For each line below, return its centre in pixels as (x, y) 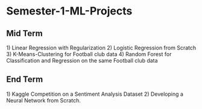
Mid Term (25, 33)
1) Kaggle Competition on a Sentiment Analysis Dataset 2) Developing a (95, 94)
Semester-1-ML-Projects (69, 11)
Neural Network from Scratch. (44, 100)
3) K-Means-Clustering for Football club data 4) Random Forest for (89, 54)
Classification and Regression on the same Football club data (82, 61)
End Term (25, 79)
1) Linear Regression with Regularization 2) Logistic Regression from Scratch (101, 48)
